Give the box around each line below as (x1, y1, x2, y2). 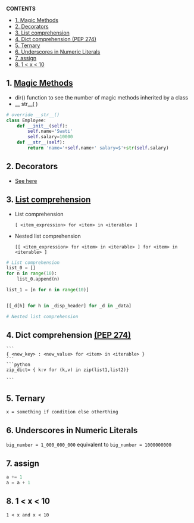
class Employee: (6, 117, 46, 123)
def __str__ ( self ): (17, 139, 65, 145)
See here (14, 177, 37, 184)
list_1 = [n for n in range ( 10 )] (6, 287, 89, 293)
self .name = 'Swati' (27, 128, 73, 135)
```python (6, 362, 31, 368)
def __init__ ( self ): (17, 123, 68, 129)
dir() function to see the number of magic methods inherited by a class (14, 94, 189, 101)
